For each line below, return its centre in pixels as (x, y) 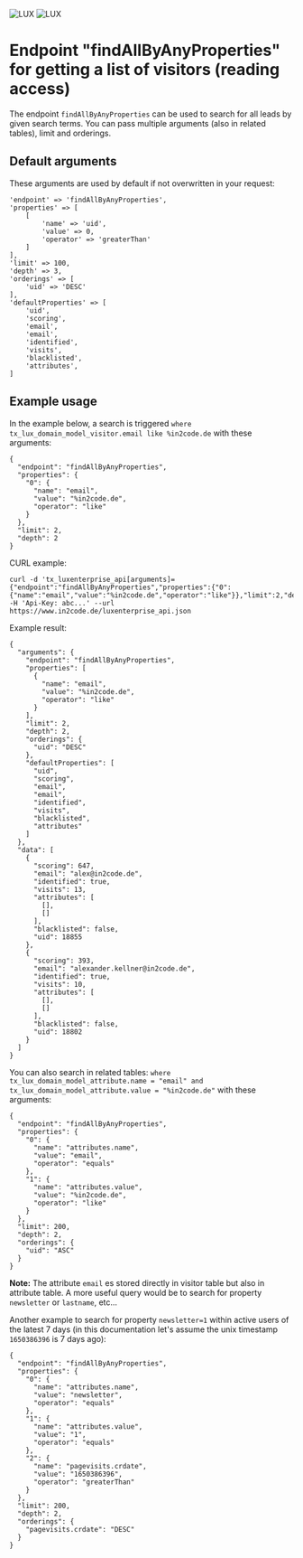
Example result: (38, 627)
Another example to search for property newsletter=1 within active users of (149, 1319)
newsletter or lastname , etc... (64, 1302)
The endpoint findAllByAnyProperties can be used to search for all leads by (151, 114)
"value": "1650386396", (78, 1474)
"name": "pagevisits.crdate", (90, 1466)
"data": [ (36, 849)
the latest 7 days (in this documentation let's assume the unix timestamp (143, 1329)
